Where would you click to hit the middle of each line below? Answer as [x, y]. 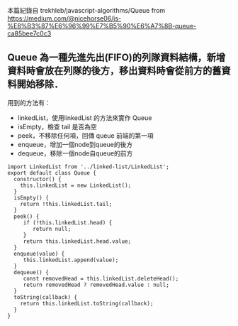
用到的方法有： [29, 102]
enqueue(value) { [39, 254]
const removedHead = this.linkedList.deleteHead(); [101, 278]
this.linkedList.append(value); [71, 260]
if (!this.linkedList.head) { [68, 222]
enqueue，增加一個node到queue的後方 [75, 144]
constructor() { [38, 179]
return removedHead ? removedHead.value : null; [96, 285]
